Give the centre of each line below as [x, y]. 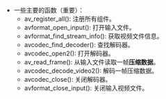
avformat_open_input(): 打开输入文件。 [80, 27]
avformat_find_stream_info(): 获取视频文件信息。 [93, 36]
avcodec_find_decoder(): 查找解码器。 [79, 45]
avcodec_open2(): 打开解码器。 [69, 53]
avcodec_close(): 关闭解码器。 [68, 79]
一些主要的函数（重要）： [49, 10]
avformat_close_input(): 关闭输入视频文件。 [86, 88]
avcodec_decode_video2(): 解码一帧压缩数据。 [91, 71]
